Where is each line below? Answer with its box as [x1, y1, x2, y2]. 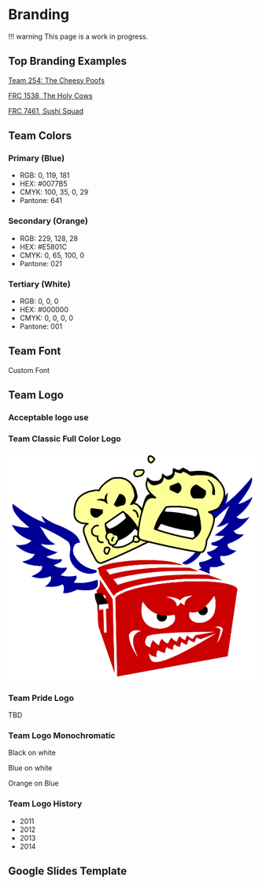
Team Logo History [8, 798, 83, 809]
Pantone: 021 [19, 258, 63, 268]
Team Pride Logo [8, 692, 75, 703]
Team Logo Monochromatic [8, 730, 116, 741]
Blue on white [8, 763, 53, 773]
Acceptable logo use [8, 412, 89, 424]
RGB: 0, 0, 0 [19, 296, 59, 306]
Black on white [8, 748, 57, 758]
